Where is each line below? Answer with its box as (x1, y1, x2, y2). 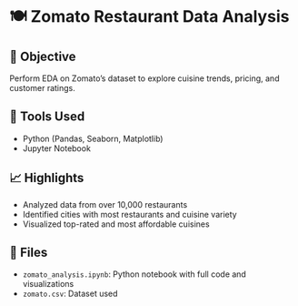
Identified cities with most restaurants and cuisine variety (22, 209, 238, 219)
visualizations (22, 279, 74, 290)
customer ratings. (9, 83, 75, 93)
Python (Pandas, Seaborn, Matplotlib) (22, 133, 164, 144)
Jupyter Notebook (22, 142, 91, 154)
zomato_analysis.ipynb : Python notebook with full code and (22, 269, 247, 280)
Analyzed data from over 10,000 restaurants (22, 199, 188, 209)
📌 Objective (9, 48, 76, 64)
